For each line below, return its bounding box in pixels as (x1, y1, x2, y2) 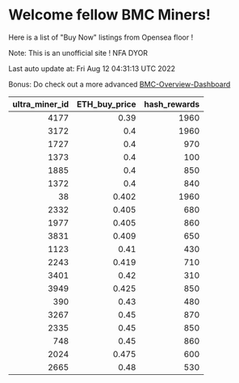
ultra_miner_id (12, 99, 69, 110)
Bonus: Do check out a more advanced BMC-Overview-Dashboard (8, 79, 231, 89)
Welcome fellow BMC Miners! (8, 6, 212, 24)
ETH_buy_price (76, 99, 136, 110)
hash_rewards (144, 99, 200, 110)
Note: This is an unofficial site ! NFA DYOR (8, 48, 148, 57)
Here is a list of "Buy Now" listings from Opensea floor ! (8, 32, 194, 42)
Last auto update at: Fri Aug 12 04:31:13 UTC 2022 (8, 63, 176, 74)
